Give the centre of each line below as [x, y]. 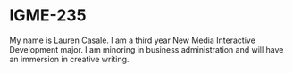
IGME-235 [48, 16]
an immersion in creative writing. [69, 59]
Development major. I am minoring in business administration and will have [146, 49]
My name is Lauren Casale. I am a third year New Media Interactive [133, 40]
